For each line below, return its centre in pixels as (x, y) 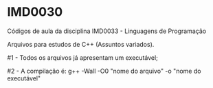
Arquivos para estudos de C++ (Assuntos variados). (81, 44)
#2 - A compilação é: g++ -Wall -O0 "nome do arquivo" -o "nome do (104, 71)
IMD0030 (35, 12)
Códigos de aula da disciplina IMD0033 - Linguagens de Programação (107, 31)
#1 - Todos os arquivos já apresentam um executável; (82, 57)
